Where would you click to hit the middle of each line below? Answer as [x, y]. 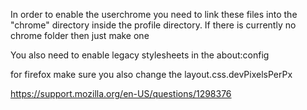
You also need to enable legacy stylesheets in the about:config [140, 55]
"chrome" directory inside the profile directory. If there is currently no [153, 25]
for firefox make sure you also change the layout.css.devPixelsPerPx [151, 74]
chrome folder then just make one [80, 35]
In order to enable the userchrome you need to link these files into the [154, 14]
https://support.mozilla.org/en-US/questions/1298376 [121, 93]
